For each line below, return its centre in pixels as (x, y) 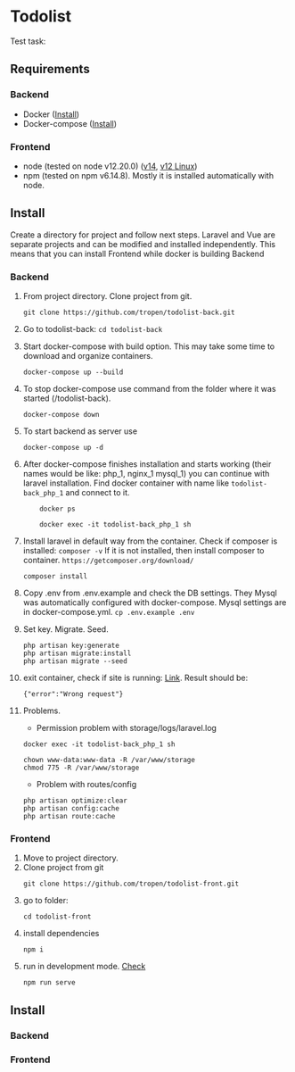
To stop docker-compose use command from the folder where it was (149, 389)
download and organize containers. (88, 356)
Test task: (28, 41)
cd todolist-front (57, 917)
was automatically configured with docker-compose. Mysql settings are (155, 602)
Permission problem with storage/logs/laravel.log (127, 728)
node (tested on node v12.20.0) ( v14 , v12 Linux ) (110, 166)
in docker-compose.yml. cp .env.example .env (109, 612)
